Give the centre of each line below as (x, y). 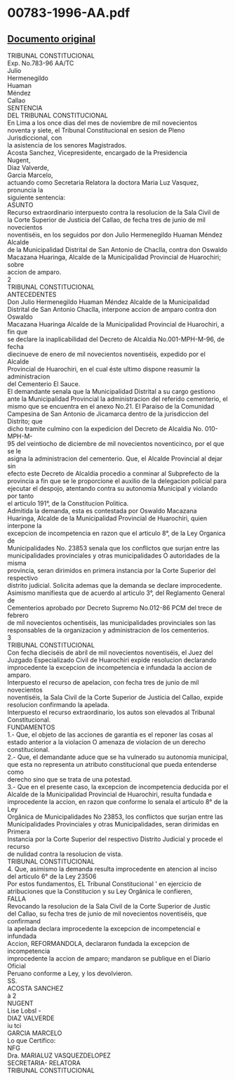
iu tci (14, 1026)
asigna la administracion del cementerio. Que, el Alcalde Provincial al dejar (115, 459)
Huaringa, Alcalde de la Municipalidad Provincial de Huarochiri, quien (107, 518)
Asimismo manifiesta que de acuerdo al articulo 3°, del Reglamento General (116, 593)
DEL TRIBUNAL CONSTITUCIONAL (58, 115)
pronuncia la (25, 190)
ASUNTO (20, 205)
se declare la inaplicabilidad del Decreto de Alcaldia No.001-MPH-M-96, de (116, 339)
